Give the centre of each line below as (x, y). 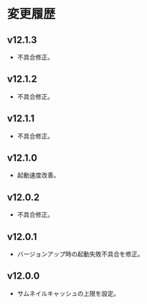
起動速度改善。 (38, 175)
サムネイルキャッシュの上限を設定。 (68, 293)
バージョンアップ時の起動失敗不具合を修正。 (80, 254)
